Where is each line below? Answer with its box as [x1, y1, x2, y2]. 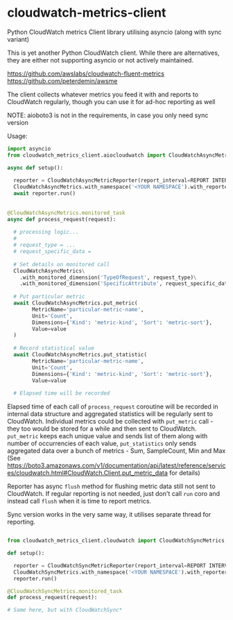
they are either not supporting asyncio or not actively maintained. [7, 55, 194, 64]
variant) [7, 35, 30, 43]
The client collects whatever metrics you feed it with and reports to [7, 90, 199, 98]
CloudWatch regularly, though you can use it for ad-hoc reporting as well [7, 97, 216, 105]
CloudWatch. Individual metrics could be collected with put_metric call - [7, 417, 214, 426]
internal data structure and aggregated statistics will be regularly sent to [7, 410, 214, 418]
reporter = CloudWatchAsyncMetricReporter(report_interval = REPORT [13, 177, 209, 184]
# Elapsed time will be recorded [13, 390, 110, 397]
